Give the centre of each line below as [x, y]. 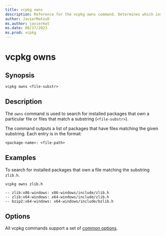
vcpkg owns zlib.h [24, 184]
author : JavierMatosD [27, 19]
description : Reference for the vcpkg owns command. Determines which [79, 14]
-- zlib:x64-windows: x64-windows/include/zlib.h [57, 197]
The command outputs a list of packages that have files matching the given [82, 128]
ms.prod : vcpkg [21, 33]
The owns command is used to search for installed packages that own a [77, 114]
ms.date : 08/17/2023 [26, 28]
